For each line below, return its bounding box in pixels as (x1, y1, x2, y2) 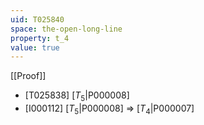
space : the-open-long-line (10, 24, 123, 34)
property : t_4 (10, 33, 70, 43)
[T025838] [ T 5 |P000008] (24, 89, 130, 104)
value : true (10, 42, 60, 53)
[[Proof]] (10, 70, 47, 82)
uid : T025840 (10, 14, 65, 25)
